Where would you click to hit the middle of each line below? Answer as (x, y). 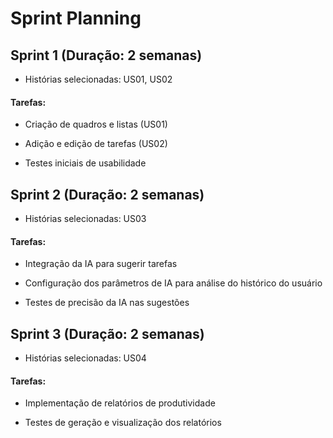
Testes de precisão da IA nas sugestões (107, 303)
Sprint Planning (76, 18)
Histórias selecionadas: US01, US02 (98, 79)
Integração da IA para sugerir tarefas (101, 264)
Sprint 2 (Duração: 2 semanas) (107, 194)
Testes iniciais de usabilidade (85, 163)
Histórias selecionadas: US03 (85, 219)
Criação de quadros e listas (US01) (96, 124)
